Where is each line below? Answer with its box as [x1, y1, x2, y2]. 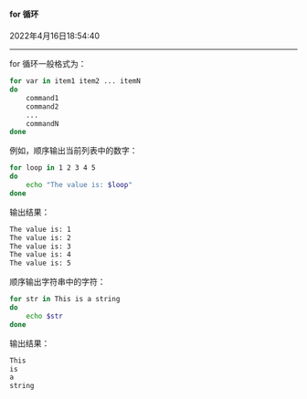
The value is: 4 [9, 250, 71, 259]
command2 [26, 101, 59, 111]
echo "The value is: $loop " [26, 181, 132, 190]
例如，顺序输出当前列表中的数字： [9, 145, 138, 156]
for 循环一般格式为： [9, 58, 87, 69]
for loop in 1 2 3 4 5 [9, 163, 96, 173]
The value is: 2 [9, 233, 71, 242]
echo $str [26, 311, 64, 320]
